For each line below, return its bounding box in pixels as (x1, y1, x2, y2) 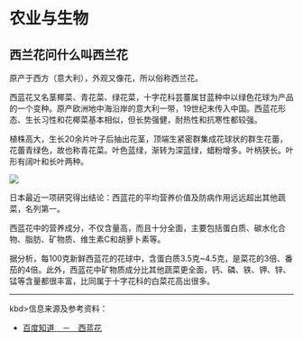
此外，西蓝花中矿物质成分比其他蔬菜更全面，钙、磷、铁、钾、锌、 (46, 264, 291, 275)
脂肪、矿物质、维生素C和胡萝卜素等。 (24, 234, 166, 244)
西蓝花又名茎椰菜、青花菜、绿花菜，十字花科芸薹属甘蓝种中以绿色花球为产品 (9, 92, 294, 102)
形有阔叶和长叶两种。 (9, 156, 88, 167)
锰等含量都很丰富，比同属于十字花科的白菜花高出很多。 (9, 276, 215, 286)
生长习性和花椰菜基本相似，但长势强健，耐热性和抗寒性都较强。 (24, 115, 262, 124)
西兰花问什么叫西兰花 (9, 47, 128, 62)
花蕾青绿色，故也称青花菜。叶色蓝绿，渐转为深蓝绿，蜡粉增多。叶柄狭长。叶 (9, 145, 294, 155)
